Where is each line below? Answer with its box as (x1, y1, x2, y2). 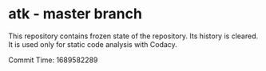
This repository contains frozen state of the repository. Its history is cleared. (8, 31, 258, 41)
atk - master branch (8, 5, 142, 23)
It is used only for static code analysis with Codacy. (8, 39, 177, 49)
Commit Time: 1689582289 (8, 55, 98, 65)
